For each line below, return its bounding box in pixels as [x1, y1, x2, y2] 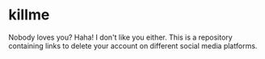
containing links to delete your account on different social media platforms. [8, 40, 258, 50]
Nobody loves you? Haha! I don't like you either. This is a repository [8, 32, 233, 42]
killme [8, 6, 50, 24]
